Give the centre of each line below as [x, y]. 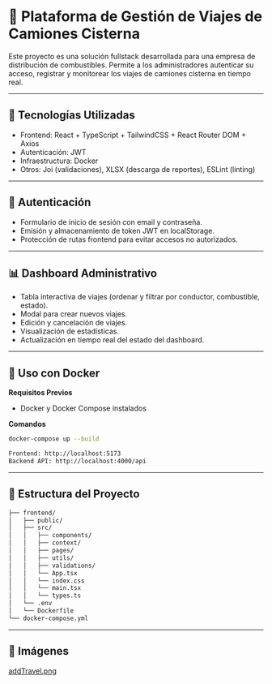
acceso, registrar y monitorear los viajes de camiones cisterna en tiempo [130, 73]
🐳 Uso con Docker [54, 373]
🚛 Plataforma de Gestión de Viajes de [136, 17]
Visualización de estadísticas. [70, 331]
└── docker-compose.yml [49, 618]
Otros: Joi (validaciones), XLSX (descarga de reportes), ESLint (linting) [138, 169]
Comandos [27, 424]
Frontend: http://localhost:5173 [65, 454]
